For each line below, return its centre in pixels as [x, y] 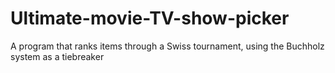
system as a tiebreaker [57, 56]
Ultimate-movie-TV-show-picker [150, 18]
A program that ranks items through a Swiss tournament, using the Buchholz [167, 46]
